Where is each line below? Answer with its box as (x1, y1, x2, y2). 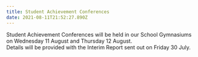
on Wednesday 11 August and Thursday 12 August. (6, 37, 133, 44)
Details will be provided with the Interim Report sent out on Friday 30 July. (6, 43, 191, 51)
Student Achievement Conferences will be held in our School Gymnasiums (6, 31, 192, 38)
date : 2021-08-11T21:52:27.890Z (6, 14, 88, 20)
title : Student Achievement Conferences (6, 8, 110, 15)
